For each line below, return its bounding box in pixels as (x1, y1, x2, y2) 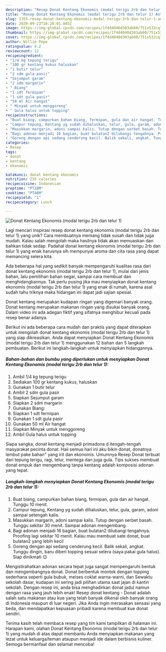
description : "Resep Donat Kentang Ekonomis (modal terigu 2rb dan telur (5, 7, 161, 12)
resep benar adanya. (5, 314, 48, 320)
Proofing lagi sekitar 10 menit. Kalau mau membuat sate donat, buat (12, 533, 150, 539)
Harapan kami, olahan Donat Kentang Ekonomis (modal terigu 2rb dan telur (5, 625, 158, 632)
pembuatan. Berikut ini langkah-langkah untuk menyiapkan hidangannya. (5, 345, 154, 351)
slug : (5, 16, 17, 21)
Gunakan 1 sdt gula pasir (12, 416, 63, 422)
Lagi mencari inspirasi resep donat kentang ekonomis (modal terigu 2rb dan (5, 227, 160, 233)
